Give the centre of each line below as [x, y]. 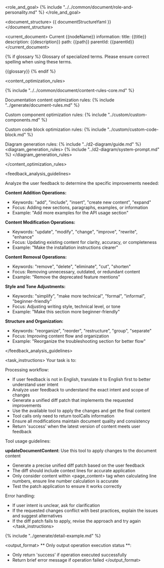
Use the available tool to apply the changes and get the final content [81, 411]
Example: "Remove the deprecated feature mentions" [66, 277]
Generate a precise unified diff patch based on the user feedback [78, 465]
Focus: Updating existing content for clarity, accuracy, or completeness [84, 242]
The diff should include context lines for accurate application [74, 471]
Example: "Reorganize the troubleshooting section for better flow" [79, 341]
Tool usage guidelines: [28, 441]
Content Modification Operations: [40, 222]
